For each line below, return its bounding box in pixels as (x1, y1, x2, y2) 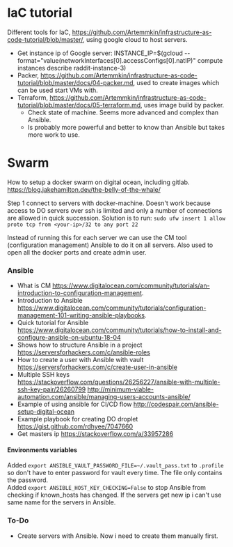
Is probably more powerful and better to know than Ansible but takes (27, 123, 225, 131)
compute (197, 56, 223, 64)
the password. (7, 476, 49, 484)
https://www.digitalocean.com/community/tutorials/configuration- (17, 304, 207, 312)
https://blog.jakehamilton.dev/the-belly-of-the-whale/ (7, 185, 161, 193)
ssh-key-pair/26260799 (17, 385, 86, 394)
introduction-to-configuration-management (17, 289, 143, 297)
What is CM (17, 281, 51, 290)
